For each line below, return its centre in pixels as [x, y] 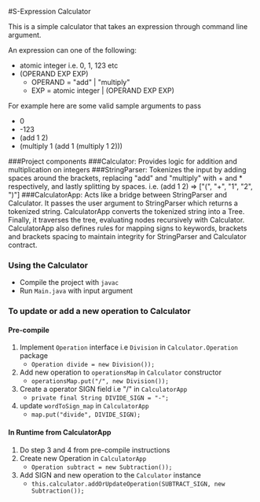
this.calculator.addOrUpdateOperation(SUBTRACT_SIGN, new [128, 484]
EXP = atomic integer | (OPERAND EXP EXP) [103, 90]
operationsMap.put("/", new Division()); [100, 382]
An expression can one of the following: [73, 50]
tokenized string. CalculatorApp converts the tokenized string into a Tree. [126, 211]
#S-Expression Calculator [50, 11]
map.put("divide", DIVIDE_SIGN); [86, 415]
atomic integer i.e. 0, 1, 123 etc [69, 65]
